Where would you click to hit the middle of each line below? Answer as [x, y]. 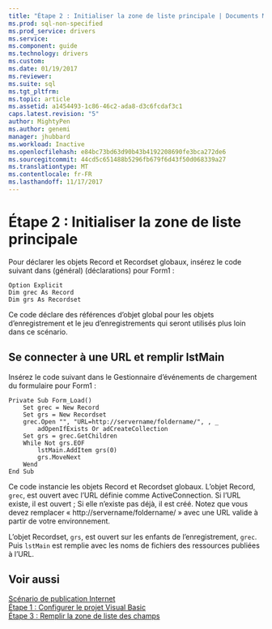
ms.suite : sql [32, 84]
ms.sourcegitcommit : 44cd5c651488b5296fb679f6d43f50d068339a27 [117, 159]
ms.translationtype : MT [49, 167]
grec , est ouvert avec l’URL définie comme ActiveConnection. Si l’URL [125, 495]
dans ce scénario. [38, 332]
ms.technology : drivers [49, 54]
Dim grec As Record [41, 292]
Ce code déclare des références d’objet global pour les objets [111, 314]
